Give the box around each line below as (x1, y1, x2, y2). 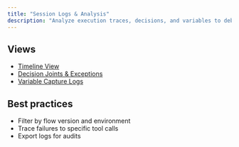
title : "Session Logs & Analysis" (7, 10, 110, 18)
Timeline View (17, 62, 60, 71)
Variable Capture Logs (17, 77, 84, 86)
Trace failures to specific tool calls (17, 124, 119, 133)
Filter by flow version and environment (17, 116, 131, 125)
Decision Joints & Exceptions (17, 70, 103, 78)
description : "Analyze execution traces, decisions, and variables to (7, 17, 221, 24)
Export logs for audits (17, 132, 81, 141)
